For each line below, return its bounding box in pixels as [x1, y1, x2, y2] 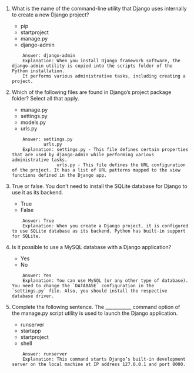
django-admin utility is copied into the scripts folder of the [11, 63, 173, 69]
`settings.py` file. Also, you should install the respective [11, 288, 168, 294]
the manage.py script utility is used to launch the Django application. [11, 310, 178, 317]
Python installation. [11, 68, 65, 74]
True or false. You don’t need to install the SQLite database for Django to [11, 183, 188, 190]
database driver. [11, 293, 55, 299]
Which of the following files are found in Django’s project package [11, 89, 172, 96]
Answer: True [22, 218, 55, 224]
